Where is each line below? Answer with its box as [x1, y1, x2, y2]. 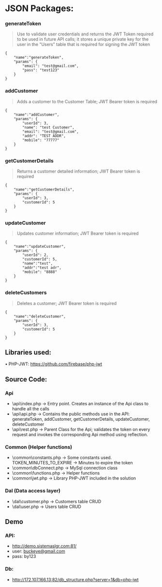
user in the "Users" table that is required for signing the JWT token [16, 42, 150, 48]
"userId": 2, [22, 253, 49, 257]
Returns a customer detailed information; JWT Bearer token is [16, 168, 140, 175]
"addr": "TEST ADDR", [22, 133, 66, 138]
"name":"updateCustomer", [14, 244, 66, 249]
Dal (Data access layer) [5, 488, 61, 494]
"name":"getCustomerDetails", [14, 187, 75, 192]
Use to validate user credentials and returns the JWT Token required [16, 31, 154, 37]
